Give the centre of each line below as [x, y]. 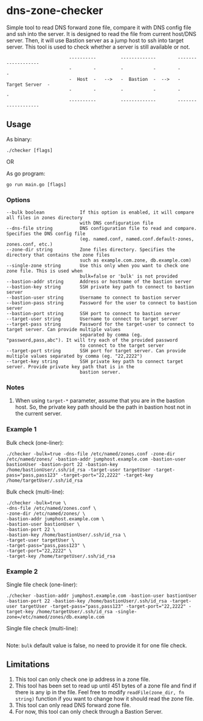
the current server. [38, 414]
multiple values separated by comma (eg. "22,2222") [74, 357]
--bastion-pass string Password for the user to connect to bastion [102, 303]
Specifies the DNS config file [46, 234]
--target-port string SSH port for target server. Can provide [96, 351]
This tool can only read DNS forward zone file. [73, 705]
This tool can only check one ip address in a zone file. [83, 679]
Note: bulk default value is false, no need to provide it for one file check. [97, 645]
